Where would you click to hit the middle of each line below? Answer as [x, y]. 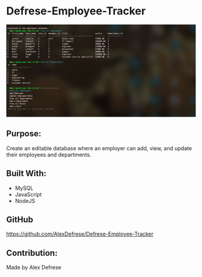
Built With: [26, 173]
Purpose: [24, 134]
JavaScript [28, 194]
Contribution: [32, 253]
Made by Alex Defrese [34, 267]
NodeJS [25, 201]
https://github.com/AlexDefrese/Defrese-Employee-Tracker [80, 234]
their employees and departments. [49, 154]
